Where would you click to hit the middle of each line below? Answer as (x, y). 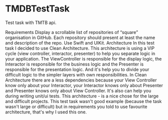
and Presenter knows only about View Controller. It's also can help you (78, 90)
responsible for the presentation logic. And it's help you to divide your (77, 69)
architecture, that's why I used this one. (46, 112)
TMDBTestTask (37, 9)
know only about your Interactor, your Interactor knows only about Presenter (84, 85)
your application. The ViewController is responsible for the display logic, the (83, 58)
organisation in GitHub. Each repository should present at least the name (80, 37)
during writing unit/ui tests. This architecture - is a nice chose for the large (82, 96)
